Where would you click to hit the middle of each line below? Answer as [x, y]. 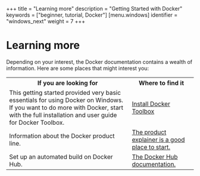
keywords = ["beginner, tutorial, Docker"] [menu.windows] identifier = [92, 15]
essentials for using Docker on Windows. [66, 100]
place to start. [151, 147]
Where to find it [162, 83]
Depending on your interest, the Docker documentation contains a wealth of [99, 61]
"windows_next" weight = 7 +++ [46, 21]
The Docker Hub [155, 156]
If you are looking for [68, 83]
